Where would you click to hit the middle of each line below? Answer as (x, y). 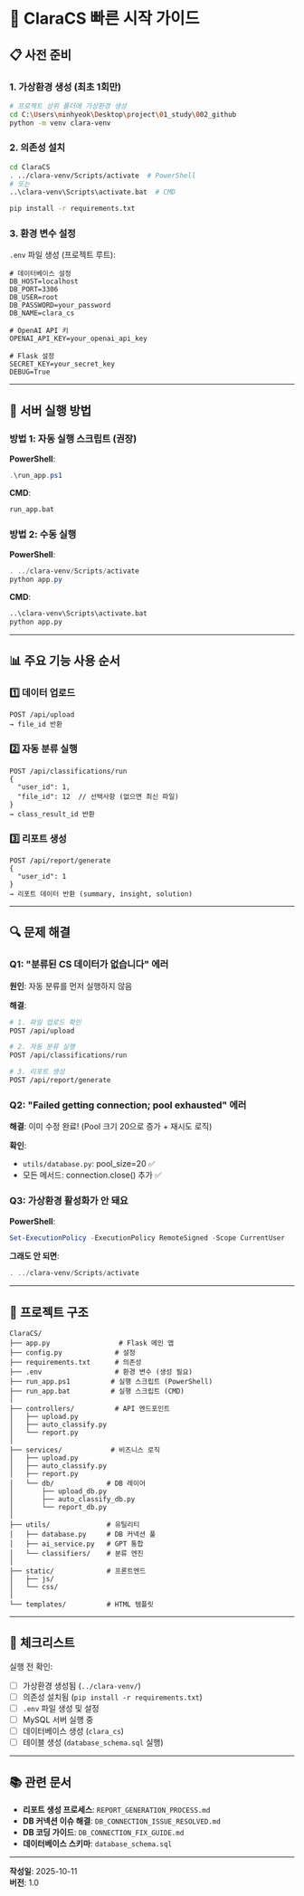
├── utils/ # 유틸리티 (75, 1525)
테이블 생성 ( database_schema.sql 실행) (93, 1742)
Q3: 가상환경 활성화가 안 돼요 (69, 1201)
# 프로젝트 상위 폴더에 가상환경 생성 (68, 106)
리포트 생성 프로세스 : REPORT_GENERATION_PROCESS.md (116, 1810)
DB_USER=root (34, 298)
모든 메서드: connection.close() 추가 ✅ (92, 1175)
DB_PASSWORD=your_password (60, 305)
